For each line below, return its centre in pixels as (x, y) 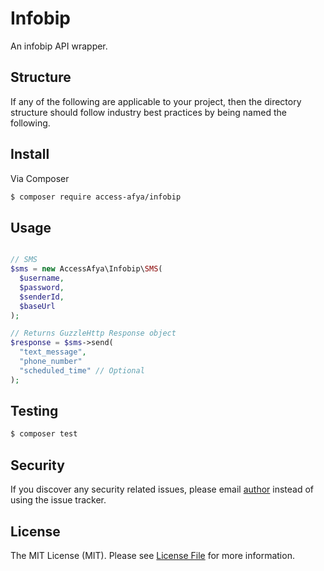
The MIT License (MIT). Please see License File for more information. (152, 555)
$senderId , (42, 297)
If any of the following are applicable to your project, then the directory (156, 101)
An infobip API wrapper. (59, 46)
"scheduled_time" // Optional (82, 370)
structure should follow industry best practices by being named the (148, 112)
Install (30, 154)
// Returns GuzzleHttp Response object (93, 333)
